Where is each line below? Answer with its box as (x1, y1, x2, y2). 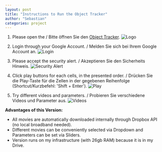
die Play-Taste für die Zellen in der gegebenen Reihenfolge (12, 78, 130, 84)
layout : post (5, 7, 32, 12)
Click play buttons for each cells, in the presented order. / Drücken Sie (12, 73, 153, 78)
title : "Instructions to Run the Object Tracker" (5, 12, 108, 17)
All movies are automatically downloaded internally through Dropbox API (12, 116, 158, 122)
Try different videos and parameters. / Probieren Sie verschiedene (12, 93, 145, 98)
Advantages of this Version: (5, 107, 63, 113)
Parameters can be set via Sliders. (12, 132, 81, 138)
